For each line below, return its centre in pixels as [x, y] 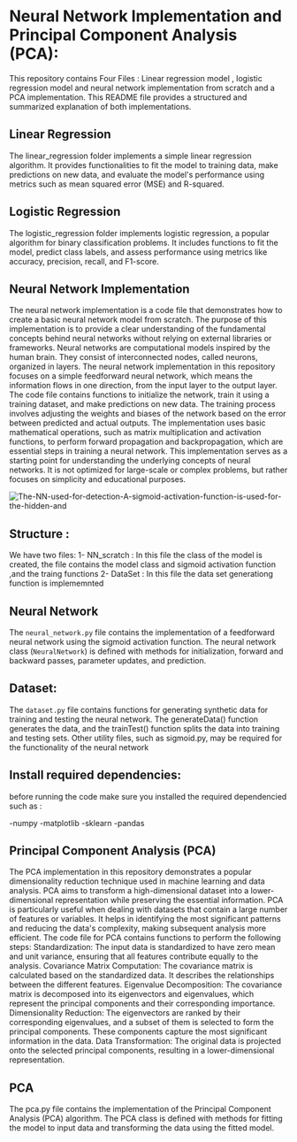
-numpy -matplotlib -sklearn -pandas [77, 823]
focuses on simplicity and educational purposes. [98, 479]
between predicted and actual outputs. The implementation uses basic [138, 423]
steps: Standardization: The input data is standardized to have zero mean [142, 947]
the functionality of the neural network [79, 747]
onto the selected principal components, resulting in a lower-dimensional [142, 1051]
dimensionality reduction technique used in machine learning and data [137, 881]
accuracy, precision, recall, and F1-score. [84, 261]
